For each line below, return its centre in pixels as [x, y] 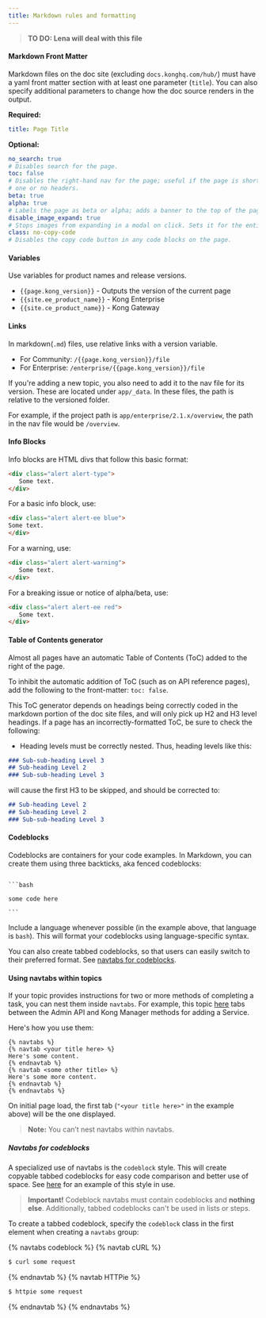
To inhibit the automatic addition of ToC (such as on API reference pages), [129, 681]
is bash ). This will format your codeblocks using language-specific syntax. [129, 936]
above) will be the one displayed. [62, 1114]
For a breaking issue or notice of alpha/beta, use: [88, 593]
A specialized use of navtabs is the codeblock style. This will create [118, 1168]
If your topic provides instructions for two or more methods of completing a [131, 996]
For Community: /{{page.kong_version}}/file [95, 359]
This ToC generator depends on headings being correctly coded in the [123, 705]
